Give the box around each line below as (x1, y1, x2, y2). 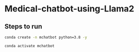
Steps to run (4, 22, 42, 31)
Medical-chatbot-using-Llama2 (4, 3, 134, 14)
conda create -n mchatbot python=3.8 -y (4, 35, 88, 40)
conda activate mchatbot (4, 43, 55, 48)
